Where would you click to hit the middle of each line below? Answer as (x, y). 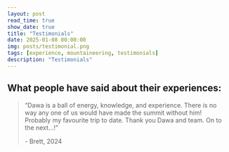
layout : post (26, 14)
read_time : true (31, 20)
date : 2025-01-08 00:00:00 (47, 40)
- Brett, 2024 (43, 141)
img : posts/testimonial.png (48, 46)
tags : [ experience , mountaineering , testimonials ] (83, 53)
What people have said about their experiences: (115, 88)
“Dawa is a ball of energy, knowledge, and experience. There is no (120, 105)
